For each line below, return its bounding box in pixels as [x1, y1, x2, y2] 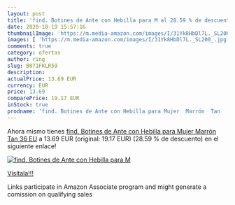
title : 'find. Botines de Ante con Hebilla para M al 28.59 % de [7, 17, 201, 24]
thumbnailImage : [7, 29, 55, 37]
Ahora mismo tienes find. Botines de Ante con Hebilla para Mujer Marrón [7, 127, 217, 135]
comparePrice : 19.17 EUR [7, 95, 80, 102]
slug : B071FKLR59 [7, 62, 58, 69]
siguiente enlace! [7, 141, 57, 150]
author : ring [7, 56, 45, 63]
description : [7, 69, 45, 76]
